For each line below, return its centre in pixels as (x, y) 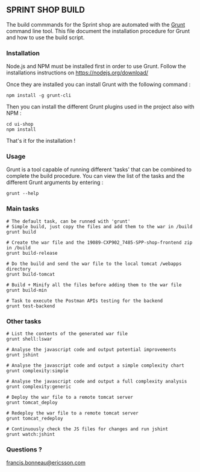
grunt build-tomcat (31, 274)
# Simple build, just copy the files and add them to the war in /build (99, 226)
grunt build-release (32, 253)
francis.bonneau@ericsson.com (46, 463)
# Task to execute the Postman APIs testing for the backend (85, 301)
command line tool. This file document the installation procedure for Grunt (98, 31)
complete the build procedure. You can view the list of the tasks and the (95, 176)
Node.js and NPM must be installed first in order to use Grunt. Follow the (96, 67)
